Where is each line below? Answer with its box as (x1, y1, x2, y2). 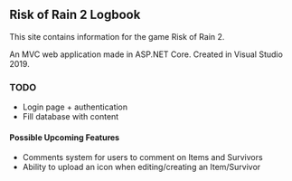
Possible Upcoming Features (9, 131, 120, 143)
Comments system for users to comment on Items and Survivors (22, 152, 264, 163)
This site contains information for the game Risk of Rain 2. (9, 31, 225, 42)
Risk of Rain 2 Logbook (9, 7, 141, 23)
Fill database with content (22, 111, 119, 122)
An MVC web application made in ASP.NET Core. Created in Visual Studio (9, 49, 283, 60)
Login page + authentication (22, 101, 128, 112)
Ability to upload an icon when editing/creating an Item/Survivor (22, 162, 261, 173)
